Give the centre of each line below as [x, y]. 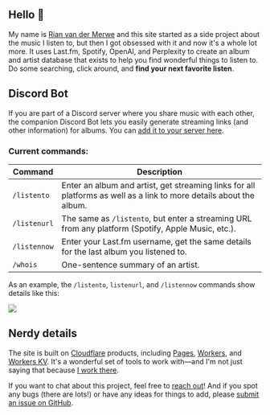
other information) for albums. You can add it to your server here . [116, 130]
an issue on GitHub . [41, 402]
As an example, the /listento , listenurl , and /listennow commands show [132, 284]
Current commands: [49, 151]
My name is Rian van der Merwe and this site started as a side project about [134, 34]
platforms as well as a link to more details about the [158, 195]
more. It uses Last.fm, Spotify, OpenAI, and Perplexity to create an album [129, 51]
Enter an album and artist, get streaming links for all [158, 185]
